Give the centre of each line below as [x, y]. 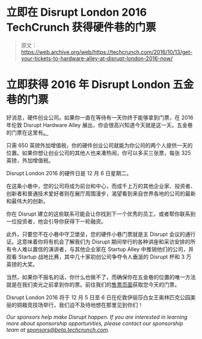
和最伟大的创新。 [27, 201]
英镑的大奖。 [22, 264]
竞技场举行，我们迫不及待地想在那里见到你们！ [85, 305]
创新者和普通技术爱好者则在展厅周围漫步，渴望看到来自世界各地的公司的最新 [101, 193]
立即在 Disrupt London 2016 [77, 12]
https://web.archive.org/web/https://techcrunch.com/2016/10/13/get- [107, 52]
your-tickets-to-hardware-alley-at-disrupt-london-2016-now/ [97, 58]
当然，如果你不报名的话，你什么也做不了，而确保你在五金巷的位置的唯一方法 [101, 277]
